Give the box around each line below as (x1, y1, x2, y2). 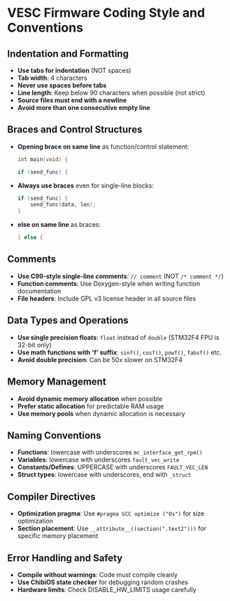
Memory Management (7, 376, 106, 388)
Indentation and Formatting (7, 48, 129, 60)
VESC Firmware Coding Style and (7, 5, 206, 21)
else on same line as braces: (17, 221, 101, 229)
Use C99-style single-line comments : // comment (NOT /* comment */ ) (17, 272, 224, 280)
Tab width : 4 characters (17, 74, 87, 82)
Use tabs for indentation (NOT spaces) (17, 67, 131, 74)
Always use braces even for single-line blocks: (17, 181, 154, 190)
